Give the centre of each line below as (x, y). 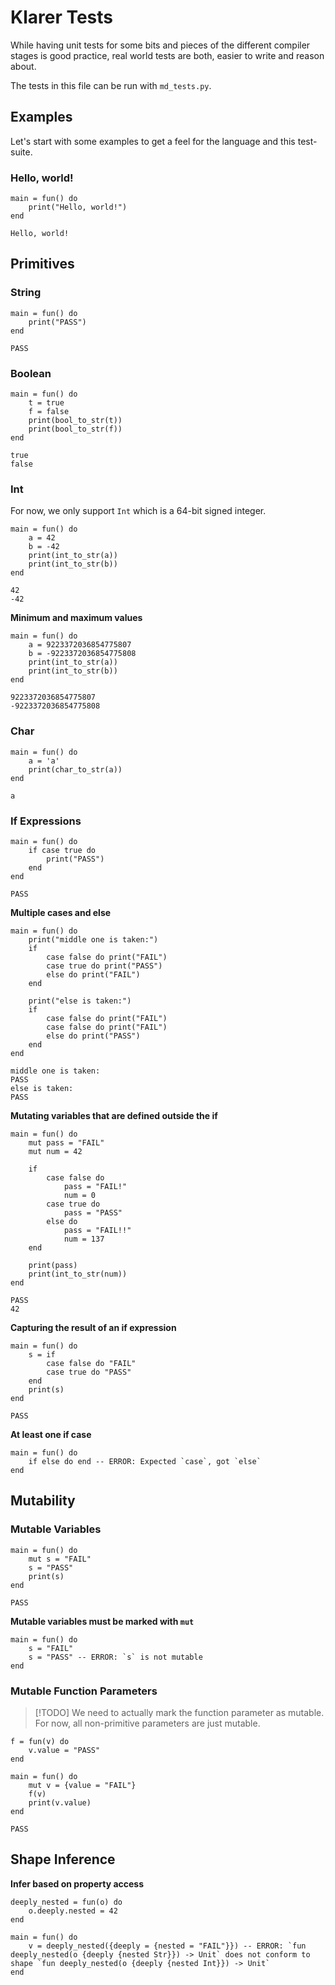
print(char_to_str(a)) (75, 769)
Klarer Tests (62, 17)
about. (23, 66)
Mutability (43, 1501)
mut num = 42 (55, 1151)
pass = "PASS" (93, 1212)
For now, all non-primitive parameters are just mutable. (147, 1723)
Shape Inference (63, 1859)
